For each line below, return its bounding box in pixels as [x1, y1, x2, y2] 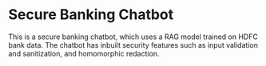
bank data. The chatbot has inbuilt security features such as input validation [8, 40, 258, 49]
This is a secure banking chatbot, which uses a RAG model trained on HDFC [8, 32, 258, 41]
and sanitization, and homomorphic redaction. [8, 49, 160, 58]
